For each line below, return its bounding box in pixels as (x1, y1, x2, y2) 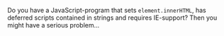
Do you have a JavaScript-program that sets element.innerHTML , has (7, 6, 207, 14)
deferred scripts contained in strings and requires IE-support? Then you (7, 13, 218, 22)
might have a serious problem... (7, 21, 100, 29)
